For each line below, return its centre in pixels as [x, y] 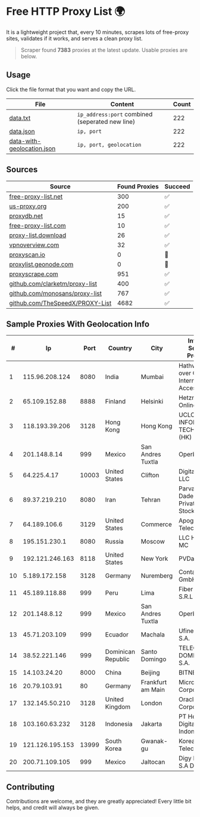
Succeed [177, 187]
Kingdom [118, 707]
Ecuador [117, 635]
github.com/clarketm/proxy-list [53, 284]
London [151, 703]
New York [154, 559]
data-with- [25, 141]
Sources [22, 170]
